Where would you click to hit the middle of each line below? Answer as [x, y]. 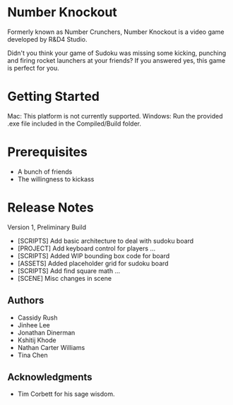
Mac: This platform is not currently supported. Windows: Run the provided [115, 116]
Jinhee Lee [34, 325]
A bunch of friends [45, 171]
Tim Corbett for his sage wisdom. [66, 394]
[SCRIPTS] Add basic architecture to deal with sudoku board [106, 241]
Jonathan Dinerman [46, 332]
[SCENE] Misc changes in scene [64, 278]
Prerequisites [48, 152]
